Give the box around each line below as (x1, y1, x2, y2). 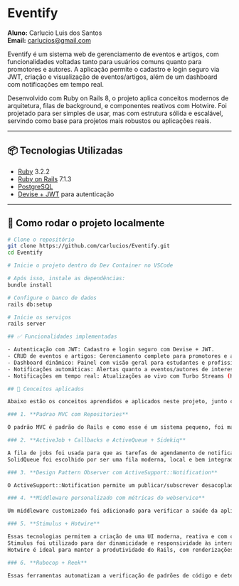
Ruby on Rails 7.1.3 (17, 174, 72, 183)
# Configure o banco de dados (7, 294, 97, 302)
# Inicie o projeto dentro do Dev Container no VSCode (7, 262, 174, 270)
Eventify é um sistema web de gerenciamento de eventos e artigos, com (7, 50, 219, 58)
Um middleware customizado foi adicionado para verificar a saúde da (7, 507, 218, 515)
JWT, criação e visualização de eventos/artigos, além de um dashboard (7, 73, 218, 81)
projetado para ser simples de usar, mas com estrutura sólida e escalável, (7, 109, 223, 117)
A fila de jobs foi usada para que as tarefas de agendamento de (7, 449, 205, 457)
